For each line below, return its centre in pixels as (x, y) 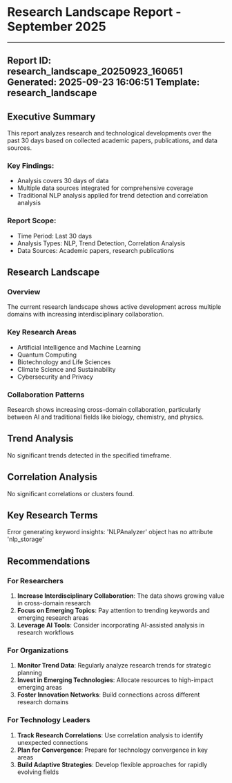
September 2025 (57, 27)
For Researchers (36, 581)
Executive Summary (51, 116)
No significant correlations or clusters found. (71, 493)
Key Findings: (31, 166)
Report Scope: (32, 220)
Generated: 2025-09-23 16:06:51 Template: (104, 83)
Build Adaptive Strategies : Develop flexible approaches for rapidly (112, 764)
